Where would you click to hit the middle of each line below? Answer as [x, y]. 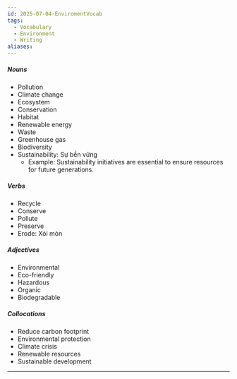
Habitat [28, 116]
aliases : [20, 47]
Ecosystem [34, 102]
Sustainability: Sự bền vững [57, 154]
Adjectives [24, 249]
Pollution [30, 87]
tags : [15, 20]
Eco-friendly [36, 275]
